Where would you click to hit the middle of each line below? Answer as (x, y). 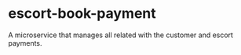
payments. (25, 43)
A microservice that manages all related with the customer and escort (121, 35)
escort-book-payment (82, 14)
